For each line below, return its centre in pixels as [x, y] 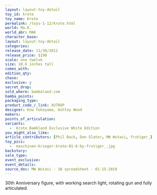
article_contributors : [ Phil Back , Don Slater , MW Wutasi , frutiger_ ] [79, 137]
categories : [17, 46]
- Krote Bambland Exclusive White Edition [54, 128]
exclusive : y [18, 82]
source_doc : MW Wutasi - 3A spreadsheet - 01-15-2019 [61, 169]
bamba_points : [20, 96]
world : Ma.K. [18, 28]
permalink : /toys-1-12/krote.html [40, 23]
